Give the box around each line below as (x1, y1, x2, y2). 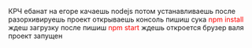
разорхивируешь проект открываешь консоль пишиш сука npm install (8, 15, 244, 24)
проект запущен (8, 31, 63, 40)
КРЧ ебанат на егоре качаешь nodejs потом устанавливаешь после (8, 7, 236, 15)
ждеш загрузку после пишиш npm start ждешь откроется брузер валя (8, 23, 244, 32)
